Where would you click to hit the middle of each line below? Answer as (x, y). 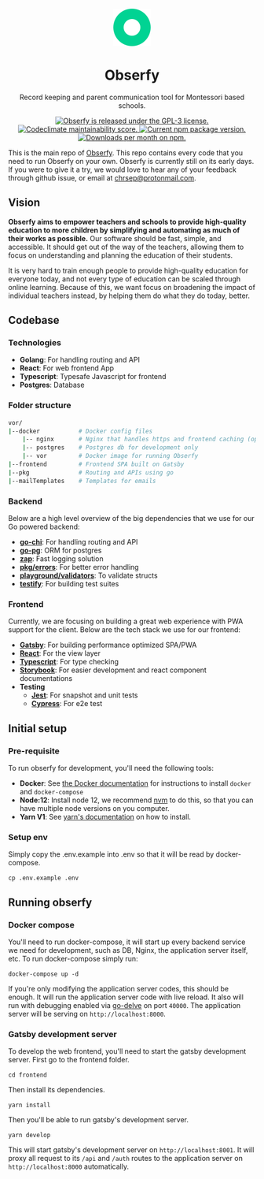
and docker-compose (51, 792)
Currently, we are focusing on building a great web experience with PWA (126, 621)
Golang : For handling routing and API (79, 360)
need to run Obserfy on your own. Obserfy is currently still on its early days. (131, 161)
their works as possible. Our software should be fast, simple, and (115, 238)
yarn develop (29, 1136)
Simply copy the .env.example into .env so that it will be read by (111, 854)
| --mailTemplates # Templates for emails (82, 481)
